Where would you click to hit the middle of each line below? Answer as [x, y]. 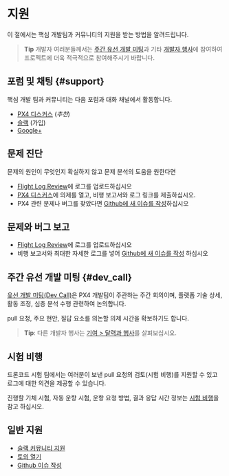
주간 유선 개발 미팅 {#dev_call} [70, 277]
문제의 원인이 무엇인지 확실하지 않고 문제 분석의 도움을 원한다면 [92, 171]
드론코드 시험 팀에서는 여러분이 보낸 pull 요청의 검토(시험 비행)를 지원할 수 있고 [112, 375]
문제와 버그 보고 [39, 227]
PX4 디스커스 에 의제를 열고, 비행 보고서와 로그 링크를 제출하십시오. [106, 195]
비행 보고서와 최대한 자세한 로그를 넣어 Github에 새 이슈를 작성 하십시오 [112, 253]
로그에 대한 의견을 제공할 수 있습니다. [57, 383]
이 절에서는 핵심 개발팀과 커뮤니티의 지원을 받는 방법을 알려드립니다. [98, 34]
